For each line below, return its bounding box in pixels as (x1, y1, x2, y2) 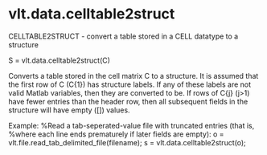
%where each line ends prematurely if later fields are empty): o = (8, 129, 224, 139)
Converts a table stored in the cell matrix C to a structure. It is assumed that (8, 71, 259, 80)
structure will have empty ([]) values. (8, 105, 130, 115)
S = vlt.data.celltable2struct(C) (8, 55, 111, 65)
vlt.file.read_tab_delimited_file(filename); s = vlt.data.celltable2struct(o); (8, 137, 247, 147)
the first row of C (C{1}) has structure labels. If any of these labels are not (8, 80, 252, 89)
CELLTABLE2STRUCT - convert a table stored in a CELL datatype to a (8, 31, 239, 41)
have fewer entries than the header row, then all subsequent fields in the (8, 96, 249, 106)
